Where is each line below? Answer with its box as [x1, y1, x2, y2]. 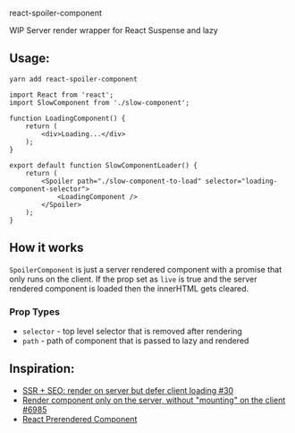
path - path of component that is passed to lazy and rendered [21, 335, 249, 346]
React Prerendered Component [21, 413, 138, 424]
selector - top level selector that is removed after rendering [21, 325, 243, 336]
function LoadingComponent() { [9, 114, 126, 123]
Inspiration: [9, 361, 75, 377]
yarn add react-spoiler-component [9, 74, 139, 83]
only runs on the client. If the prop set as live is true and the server [9, 273, 257, 284]
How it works [9, 240, 84, 255]
